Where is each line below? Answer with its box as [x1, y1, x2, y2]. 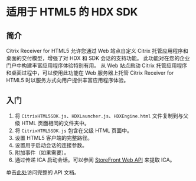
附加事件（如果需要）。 [14, 149, 70, 156]
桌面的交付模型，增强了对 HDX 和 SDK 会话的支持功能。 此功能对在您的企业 [6, 55, 190, 62]
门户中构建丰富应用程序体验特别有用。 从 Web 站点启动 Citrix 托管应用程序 [6, 62, 188, 69]
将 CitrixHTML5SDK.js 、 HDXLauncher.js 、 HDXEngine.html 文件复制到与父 [14, 112, 189, 119]
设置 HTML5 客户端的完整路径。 [14, 134, 93, 141]
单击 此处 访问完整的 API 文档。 [6, 169, 80, 176]
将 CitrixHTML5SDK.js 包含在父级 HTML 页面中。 [14, 127, 133, 134]
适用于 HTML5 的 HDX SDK [6, 5, 138, 19]
